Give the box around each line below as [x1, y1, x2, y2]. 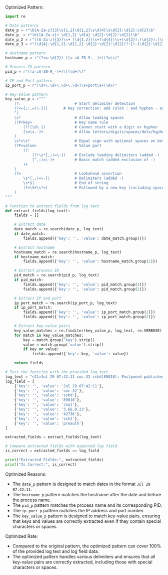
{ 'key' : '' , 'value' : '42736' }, [14, 411, 81, 416]
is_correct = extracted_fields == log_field [5, 449, 99, 454]
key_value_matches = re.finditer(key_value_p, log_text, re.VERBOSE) [14, 328, 162, 333]
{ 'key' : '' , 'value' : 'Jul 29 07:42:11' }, [14, 383, 104, 388]
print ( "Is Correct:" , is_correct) [5, 462, 77, 467]
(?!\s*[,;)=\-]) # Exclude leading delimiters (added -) [31, 153, 160, 158]
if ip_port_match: [14, 305, 52, 310]
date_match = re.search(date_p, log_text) [14, 227, 104, 232]
